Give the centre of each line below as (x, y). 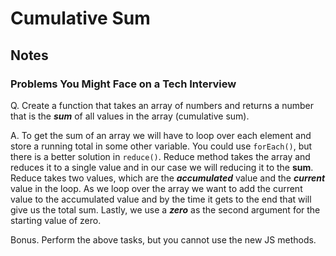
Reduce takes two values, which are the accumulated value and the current (168, 178)
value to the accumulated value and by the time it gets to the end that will (161, 199)
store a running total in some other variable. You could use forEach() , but (161, 146)
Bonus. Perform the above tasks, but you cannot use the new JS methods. (163, 239)
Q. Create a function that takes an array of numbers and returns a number (162, 105)
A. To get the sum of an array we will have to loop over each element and (161, 135)
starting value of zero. (56, 220)
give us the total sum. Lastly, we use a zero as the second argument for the (165, 209)
